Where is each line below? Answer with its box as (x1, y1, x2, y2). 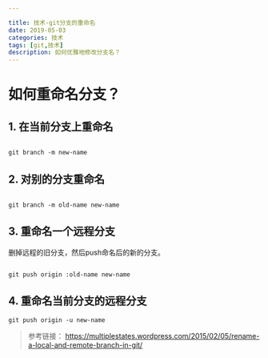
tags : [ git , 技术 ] (8, 41, 64, 49)
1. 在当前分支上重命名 (8, 119, 114, 133)
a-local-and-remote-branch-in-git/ (27, 340, 143, 349)
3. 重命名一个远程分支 (8, 225, 116, 239)
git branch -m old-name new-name (8, 201, 120, 209)
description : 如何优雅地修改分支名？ (8, 49, 121, 57)
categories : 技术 (8, 34, 64, 42)
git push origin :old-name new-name (8, 270, 130, 279)
